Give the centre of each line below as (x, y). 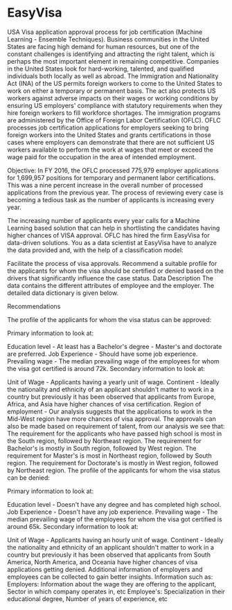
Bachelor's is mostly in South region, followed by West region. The (102, 448)
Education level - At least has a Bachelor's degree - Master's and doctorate (115, 346)
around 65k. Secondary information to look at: (73, 526)
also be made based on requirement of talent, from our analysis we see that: (116, 426)
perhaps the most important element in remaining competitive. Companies (113, 61)
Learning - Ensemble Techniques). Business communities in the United (108, 39)
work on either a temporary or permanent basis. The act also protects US (111, 91)
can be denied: (29, 477)
